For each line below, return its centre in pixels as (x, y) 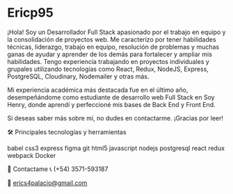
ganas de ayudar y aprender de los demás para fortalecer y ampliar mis (110, 54)
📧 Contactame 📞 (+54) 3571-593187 (58, 169)
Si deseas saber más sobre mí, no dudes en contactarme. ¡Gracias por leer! (115, 118)
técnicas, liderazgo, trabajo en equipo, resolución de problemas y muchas (113, 47)
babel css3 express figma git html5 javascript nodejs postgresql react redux (116, 148)
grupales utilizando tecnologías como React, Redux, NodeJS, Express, (108, 69)
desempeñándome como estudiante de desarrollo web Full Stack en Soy (111, 97)
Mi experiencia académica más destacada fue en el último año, (98, 90)
